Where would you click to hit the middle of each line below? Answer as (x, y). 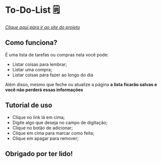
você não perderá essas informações (44, 90)
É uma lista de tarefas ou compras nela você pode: (57, 54)
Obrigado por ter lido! (39, 154)
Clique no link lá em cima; (39, 117)
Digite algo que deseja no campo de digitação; (60, 122)
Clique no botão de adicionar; (43, 128)
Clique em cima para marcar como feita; (53, 133)
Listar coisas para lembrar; (40, 64)
